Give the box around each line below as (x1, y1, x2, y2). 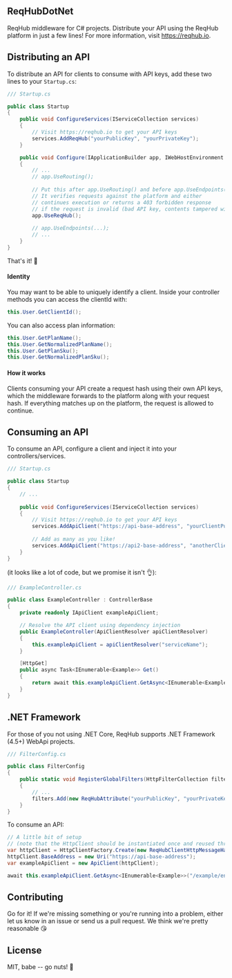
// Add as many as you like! (32, 536, 116, 543)
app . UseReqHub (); (32, 212, 81, 219)
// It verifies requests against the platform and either (32, 192, 202, 199)
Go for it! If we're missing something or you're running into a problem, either (7, 909, 224, 918)
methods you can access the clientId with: (7, 295, 128, 303)
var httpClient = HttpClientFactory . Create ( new (7, 847, 147, 854)
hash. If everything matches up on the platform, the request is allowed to (7, 399, 214, 407)
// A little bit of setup (7, 834, 81, 841)
